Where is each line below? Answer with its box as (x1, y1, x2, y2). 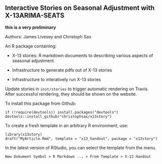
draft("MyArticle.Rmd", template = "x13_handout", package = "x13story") (5, 136, 158, 141)
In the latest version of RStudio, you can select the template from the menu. (5, 145, 157, 150)
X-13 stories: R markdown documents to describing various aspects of (12, 52, 153, 58)
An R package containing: (5, 43, 57, 49)
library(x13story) (5, 132, 42, 137)
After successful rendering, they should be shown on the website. (5, 91, 137, 97)
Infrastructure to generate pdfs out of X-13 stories (12, 67, 112, 73)
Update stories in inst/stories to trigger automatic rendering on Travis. (5, 86, 149, 92)
